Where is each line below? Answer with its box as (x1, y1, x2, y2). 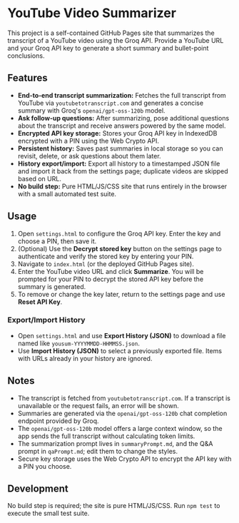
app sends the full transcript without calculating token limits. (17, 432, 195, 440)
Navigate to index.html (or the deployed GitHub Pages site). (17, 259, 195, 268)
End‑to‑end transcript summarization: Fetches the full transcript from (17, 91, 226, 99)
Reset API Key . (17, 298, 63, 306)
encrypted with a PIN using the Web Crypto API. (17, 136, 159, 145)
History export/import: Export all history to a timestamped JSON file (17, 159, 220, 168)
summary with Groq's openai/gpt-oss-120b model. (17, 106, 166, 115)
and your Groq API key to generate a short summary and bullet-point (7, 44, 209, 52)
